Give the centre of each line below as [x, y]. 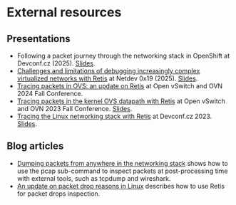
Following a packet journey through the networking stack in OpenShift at [123, 56]
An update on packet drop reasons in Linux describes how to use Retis [121, 186]
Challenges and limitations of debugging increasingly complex [108, 71]
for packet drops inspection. [58, 194]
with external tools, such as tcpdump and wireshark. [94, 178]
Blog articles [35, 146]
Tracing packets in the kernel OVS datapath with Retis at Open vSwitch [121, 101]
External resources [64, 12]
